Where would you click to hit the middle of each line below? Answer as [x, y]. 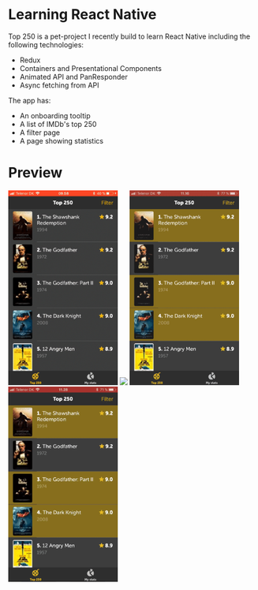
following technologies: [46, 44]
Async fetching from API [59, 85]
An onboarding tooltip [55, 115]
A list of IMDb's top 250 [58, 124]
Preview [36, 173]
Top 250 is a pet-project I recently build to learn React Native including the [129, 36]
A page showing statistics [62, 140]
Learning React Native [82, 15]
